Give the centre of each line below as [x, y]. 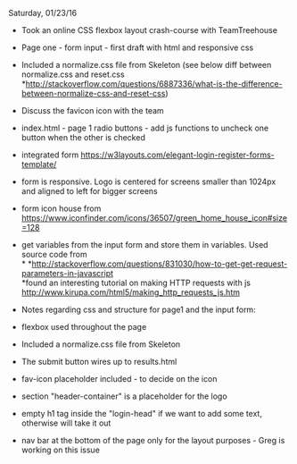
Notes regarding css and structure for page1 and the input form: [138, 309]
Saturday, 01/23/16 [43, 13]
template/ [39, 164]
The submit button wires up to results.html [99, 362]
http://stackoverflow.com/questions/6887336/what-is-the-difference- [154, 84]
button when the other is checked [83, 137]
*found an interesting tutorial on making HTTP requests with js [136, 283]
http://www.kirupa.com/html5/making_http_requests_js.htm [130, 292]
